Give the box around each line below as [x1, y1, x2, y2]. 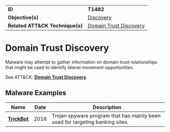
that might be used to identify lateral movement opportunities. [5, 64, 134, 70]
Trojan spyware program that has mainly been [52, 112, 161, 119]
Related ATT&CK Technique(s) [8, 22, 83, 29]
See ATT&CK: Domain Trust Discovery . [5, 74, 88, 80]
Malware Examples [5, 89, 67, 97]
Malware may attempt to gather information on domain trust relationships [5, 59, 158, 65]
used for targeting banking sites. [52, 118, 129, 125]
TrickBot [8, 115, 29, 122]
